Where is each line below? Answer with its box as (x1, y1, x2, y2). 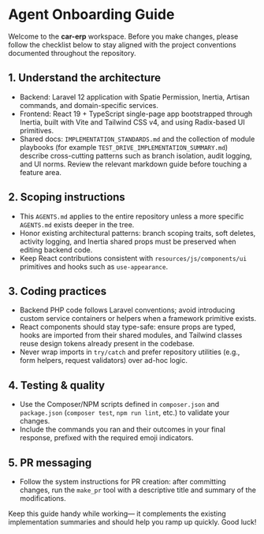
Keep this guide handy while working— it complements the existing (8, 509, 226, 518)
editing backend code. (19, 245, 93, 254)
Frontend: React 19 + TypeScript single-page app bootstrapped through (19, 109, 253, 118)
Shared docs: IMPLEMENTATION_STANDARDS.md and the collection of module (19, 134, 255, 144)
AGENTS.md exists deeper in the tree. (19, 219, 135, 230)
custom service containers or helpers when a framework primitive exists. (19, 314, 257, 323)
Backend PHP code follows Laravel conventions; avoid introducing (19, 305, 236, 315)
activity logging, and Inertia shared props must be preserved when (19, 237, 236, 246)
